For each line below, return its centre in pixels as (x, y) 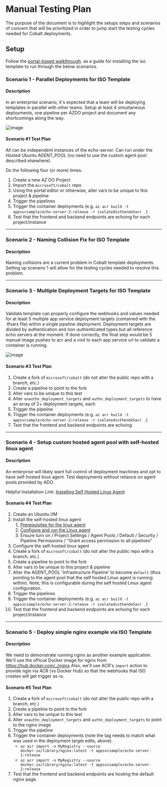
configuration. (27, 588)
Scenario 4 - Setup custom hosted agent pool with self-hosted (82, 442)
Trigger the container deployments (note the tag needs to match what (84, 736)
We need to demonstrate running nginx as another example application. (79, 655)
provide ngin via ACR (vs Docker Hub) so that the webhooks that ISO (76, 671)
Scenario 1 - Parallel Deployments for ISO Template (68, 79)
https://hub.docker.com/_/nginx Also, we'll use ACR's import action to (77, 665)
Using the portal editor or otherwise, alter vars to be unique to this (80, 190)
